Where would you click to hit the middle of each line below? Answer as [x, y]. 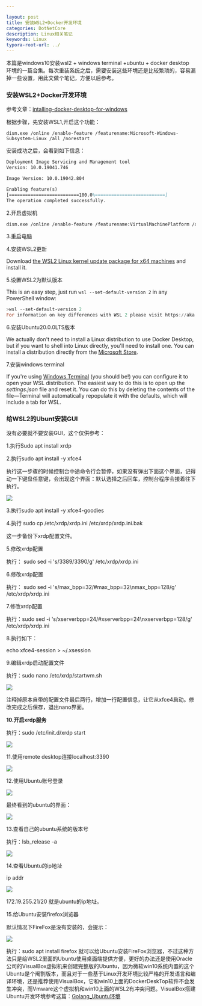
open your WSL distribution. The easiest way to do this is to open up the [96, 383]
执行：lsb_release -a [32, 842]
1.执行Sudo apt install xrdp [39, 446]
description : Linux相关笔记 [40, 34]
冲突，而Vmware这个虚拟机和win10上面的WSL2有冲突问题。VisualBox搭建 [103, 989]
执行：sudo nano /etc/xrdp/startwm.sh [54, 676]
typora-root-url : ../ [33, 45]
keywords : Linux [26, 40]
